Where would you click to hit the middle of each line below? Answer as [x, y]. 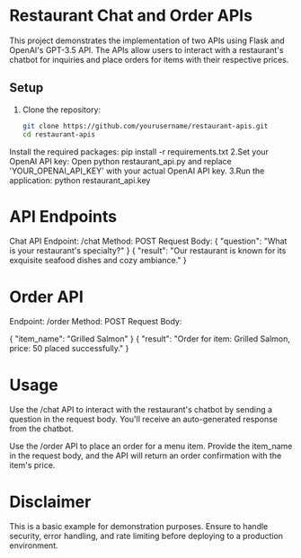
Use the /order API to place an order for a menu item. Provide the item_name [151, 447]
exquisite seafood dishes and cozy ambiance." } [98, 261]
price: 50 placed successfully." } [69, 349]
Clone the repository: [62, 110]
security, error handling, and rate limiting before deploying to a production [146, 536]
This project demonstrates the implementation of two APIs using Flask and [147, 40]
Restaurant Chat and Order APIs [131, 16]
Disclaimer [50, 502]
